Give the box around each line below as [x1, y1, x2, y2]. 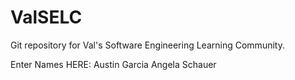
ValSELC [10, 6, 83, 29]
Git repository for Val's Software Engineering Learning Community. [10, 39, 285, 51]
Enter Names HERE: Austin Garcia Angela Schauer [10, 58, 217, 70]
